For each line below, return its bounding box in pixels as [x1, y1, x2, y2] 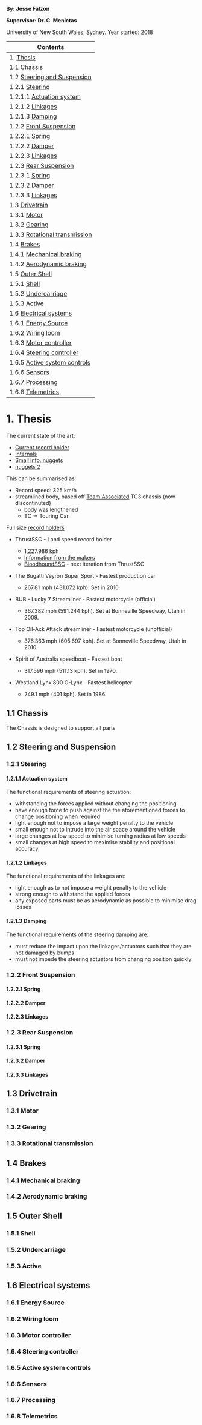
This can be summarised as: [6, 475, 77, 482]
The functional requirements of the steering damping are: [6, 931, 149, 938]
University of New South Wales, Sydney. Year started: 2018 [6, 28, 153, 36]
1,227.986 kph [24, 547, 59, 555]
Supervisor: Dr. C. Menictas [6, 17, 77, 24]
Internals [14, 450, 37, 457]
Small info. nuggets [14, 457, 63, 464]
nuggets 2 [14, 463, 40, 470]
